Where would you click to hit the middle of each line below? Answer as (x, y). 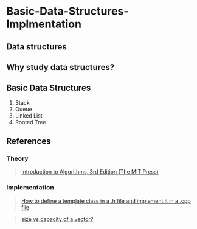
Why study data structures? (60, 67)
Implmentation (44, 24)
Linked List (29, 115)
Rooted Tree (31, 122)
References (29, 141)
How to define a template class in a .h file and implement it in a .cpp (106, 201)
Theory (17, 158)
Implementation (30, 188)
